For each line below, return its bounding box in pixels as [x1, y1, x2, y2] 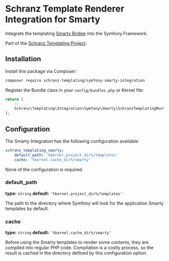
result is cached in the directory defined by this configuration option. [5, 250, 147, 256]
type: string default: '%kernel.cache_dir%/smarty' [5, 230, 112, 236]
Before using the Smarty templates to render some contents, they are [5, 239, 149, 245]
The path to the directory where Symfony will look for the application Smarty [5, 200, 164, 206]
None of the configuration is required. [5, 166, 83, 172]
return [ [5, 97, 24, 102]
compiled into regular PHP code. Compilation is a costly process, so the [5, 245, 154, 251]
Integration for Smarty [5, 14, 101, 25]
